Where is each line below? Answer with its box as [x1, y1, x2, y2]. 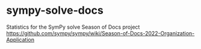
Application [6, 36, 35, 43]
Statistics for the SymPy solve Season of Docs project [6, 23, 140, 30]
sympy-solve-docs [6, 4, 104, 17]
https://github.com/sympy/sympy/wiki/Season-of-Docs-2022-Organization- [6, 29, 195, 36]
